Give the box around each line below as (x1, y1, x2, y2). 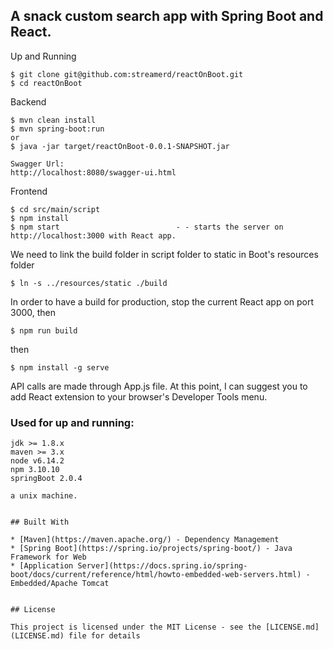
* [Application (10, 561, 74, 571)
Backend (10, 95, 47, 108)
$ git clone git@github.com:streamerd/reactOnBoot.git (10, 69, 244, 79)
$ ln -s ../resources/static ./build (10, 278, 168, 288)
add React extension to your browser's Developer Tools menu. (10, 390, 268, 403)
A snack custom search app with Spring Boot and (10, 8, 324, 25)
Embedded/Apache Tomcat (10, 579, 110, 589)
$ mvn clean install (10, 115, 97, 125)
